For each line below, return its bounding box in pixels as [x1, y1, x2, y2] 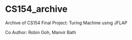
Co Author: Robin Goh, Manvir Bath [5, 29, 76, 35]
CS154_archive [5, 3, 68, 15]
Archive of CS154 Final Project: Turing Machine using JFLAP [5, 20, 128, 26]
